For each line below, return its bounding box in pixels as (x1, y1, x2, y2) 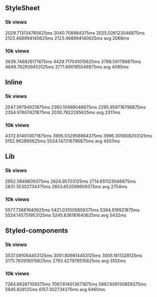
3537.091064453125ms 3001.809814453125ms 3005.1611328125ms (5, 252, 143, 258)
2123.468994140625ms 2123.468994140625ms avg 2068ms (5, 35, 129, 41)
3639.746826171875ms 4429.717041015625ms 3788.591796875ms (5, 59, 141, 65)
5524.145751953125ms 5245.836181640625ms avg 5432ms (5, 212, 126, 218)
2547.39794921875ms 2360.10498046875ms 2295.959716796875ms (5, 104, 146, 110)
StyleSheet (5, 4, 40, 12)
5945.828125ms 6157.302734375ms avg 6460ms (5, 286, 105, 292)
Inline (5, 78, 23, 87)
